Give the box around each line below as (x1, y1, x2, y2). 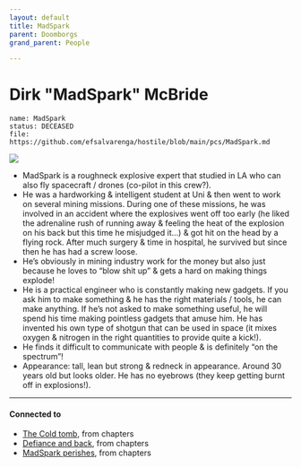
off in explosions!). (21, 380, 91, 391)
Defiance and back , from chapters (21, 438, 150, 449)
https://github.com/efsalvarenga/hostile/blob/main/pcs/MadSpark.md (9, 138, 271, 147)
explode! (21, 275, 56, 286)
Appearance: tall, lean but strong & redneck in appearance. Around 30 (21, 360, 282, 372)
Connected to (9, 409, 61, 419)
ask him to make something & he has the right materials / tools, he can (21, 294, 282, 305)
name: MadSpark (9, 114, 66, 124)
